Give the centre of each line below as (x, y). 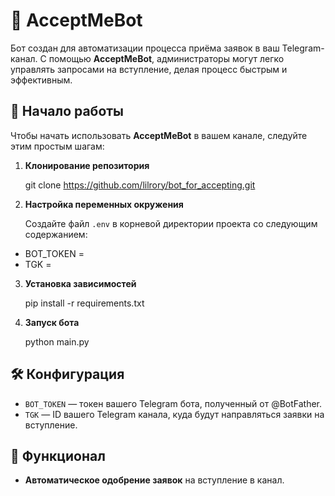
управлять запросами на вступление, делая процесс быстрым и (149, 69)
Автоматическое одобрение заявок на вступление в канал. (154, 480)
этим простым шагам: (57, 146)
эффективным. (41, 80)
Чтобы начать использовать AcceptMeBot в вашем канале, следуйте (159, 135)
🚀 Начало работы (67, 111)
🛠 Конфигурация (67, 374)
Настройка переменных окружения (104, 204)
